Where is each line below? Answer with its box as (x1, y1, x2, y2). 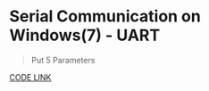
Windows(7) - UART (9, 25, 161, 45)
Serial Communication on (9, 6, 201, 27)
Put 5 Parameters (30, 54, 96, 65)
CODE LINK (9, 71, 52, 82)
